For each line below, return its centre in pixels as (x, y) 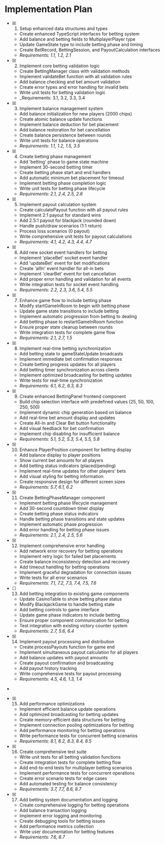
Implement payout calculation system (58, 204)
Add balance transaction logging (53, 810)
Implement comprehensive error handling (62, 545)
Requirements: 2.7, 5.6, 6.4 (47, 631)
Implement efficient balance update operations (67, 709)
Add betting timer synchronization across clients (69, 369)
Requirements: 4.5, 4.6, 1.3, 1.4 (51, 679)
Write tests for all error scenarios (53, 578)
